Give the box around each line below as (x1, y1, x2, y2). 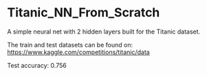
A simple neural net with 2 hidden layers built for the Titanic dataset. (7, 27, 201, 36)
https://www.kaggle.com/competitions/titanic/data (7, 48, 150, 56)
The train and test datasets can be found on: (7, 40, 133, 49)
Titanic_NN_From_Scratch (7, 5, 160, 21)
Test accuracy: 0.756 (7, 61, 67, 69)
